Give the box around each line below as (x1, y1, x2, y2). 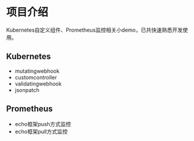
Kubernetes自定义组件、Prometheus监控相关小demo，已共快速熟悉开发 (6, 26, 183, 33)
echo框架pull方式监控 (14, 128, 68, 135)
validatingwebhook (14, 80, 62, 87)
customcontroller (14, 73, 57, 81)
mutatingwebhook (14, 67, 60, 75)
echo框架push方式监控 (14, 120, 72, 127)
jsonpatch (14, 86, 40, 93)
